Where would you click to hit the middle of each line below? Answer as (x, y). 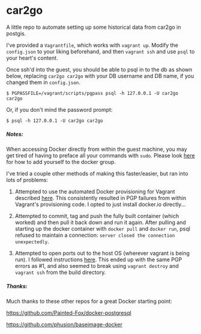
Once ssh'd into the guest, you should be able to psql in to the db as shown (99, 69)
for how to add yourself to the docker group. (61, 162)
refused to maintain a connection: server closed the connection (95, 235)
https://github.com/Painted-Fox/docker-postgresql (69, 312)
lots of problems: (27, 180)
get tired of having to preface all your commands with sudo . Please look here (100, 155)
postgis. (16, 33)
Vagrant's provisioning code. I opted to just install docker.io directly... (100, 204)
